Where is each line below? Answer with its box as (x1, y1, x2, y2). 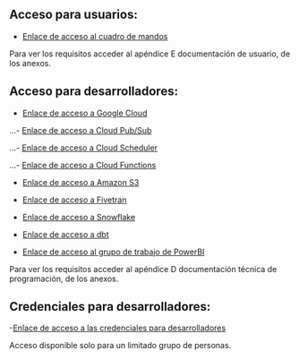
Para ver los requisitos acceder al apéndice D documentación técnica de (9, 263, 278, 274)
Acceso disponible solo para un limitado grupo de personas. (9, 340, 232, 351)
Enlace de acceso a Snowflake (21, 211, 136, 222)
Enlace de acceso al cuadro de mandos (21, 30, 168, 41)
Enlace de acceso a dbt (21, 228, 109, 240)
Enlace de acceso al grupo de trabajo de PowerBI (21, 246, 205, 257)
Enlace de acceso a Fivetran (21, 194, 127, 205)
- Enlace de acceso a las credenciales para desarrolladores (9, 322, 226, 334)
